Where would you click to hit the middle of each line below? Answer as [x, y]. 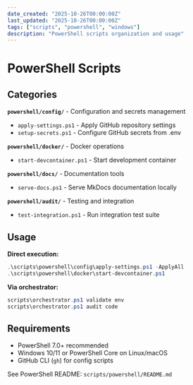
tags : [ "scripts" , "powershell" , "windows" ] [74, 27]
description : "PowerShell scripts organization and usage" [96, 34]
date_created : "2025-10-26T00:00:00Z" [64, 14]
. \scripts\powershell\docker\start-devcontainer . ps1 [86, 273]
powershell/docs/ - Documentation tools [66, 174]
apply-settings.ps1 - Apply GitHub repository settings [96, 125]
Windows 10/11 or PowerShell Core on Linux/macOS [92, 353]
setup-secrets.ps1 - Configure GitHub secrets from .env [99, 133]
